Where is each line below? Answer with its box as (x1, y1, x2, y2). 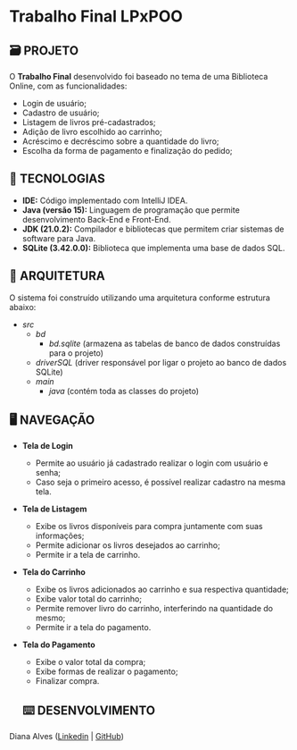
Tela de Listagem (21, 503, 87, 515)
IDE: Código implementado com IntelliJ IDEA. (21, 195, 188, 206)
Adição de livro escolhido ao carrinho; (21, 127, 162, 137)
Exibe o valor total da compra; (35, 657, 146, 668)
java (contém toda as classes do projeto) (48, 385, 199, 396)
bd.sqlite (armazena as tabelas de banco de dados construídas (48, 338, 281, 349)
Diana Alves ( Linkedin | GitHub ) (9, 731, 125, 742)
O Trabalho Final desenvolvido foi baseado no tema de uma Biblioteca (9, 72, 268, 81)
